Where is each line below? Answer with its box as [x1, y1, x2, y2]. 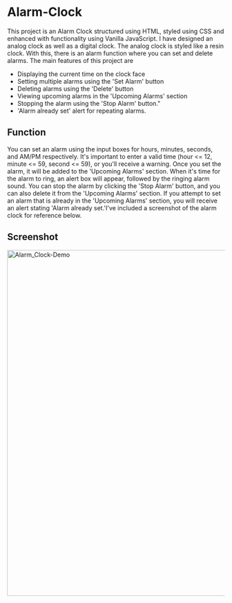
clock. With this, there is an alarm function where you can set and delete [7, 49, 213, 57]
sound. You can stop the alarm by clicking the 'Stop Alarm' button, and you [7, 181, 221, 190]
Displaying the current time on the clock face [17, 70, 146, 78]
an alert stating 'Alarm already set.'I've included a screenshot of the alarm [7, 203, 217, 212]
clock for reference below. [7, 211, 82, 219]
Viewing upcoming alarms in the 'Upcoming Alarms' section [17, 91, 188, 100]
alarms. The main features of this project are [7, 56, 133, 64]
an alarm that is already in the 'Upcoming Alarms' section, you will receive [7, 196, 217, 205]
